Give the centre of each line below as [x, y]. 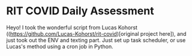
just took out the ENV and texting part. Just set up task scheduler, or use [96, 40]
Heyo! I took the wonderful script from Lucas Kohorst [72, 27]
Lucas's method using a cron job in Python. [60, 46]
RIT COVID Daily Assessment [80, 11]
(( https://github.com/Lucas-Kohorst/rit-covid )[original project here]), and [97, 33]
